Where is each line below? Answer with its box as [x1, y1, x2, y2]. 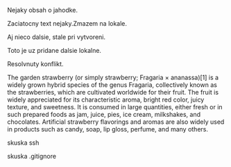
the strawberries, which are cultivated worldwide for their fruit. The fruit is [7, 88, 219, 96]
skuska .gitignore [7, 152, 57, 160]
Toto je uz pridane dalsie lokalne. [7, 47, 102, 54]
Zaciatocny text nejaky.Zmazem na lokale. [7, 19, 127, 27]
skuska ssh [7, 138, 40, 147]
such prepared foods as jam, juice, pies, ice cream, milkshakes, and [7, 111, 201, 118]
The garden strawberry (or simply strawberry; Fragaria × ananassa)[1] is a [7, 73, 219, 81]
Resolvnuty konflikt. [7, 60, 64, 68]
